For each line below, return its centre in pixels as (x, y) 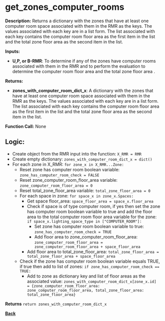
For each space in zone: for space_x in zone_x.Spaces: (77, 196)
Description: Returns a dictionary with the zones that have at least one (77, 21)
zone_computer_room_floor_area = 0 (56, 186)
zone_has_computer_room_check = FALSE (59, 175)
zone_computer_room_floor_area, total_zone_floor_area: (85, 290)
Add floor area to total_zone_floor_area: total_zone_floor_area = (93, 251)
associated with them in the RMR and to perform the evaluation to (79, 66)
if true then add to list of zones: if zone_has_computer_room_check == (89, 266)
